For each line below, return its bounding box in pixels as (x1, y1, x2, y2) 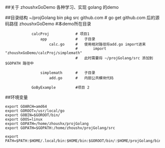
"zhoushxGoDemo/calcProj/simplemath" (5, 50, 82, 55)
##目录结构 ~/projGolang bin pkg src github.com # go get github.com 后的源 (5, 15, 160, 21)
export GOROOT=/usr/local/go (5, 108, 65, 113)
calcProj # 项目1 (31, 31, 90, 36)
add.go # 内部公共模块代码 (49, 75, 114, 80)
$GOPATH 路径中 (5, 61, 34, 66)
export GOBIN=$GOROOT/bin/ (5, 113, 60, 118)
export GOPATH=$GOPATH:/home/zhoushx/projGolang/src (5, 125, 115, 130)
